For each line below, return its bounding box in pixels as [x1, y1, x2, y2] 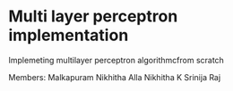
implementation [8, 25, 129, 45]
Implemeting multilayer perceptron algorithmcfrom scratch [8, 54, 225, 65]
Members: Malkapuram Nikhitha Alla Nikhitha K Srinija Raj [8, 71, 221, 82]
